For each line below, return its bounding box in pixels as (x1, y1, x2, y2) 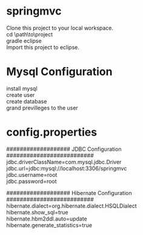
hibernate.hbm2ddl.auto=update (6, 215, 88, 222)
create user (6, 91, 35, 98)
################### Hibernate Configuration (6, 189, 132, 196)
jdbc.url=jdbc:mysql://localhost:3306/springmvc (6, 165, 127, 172)
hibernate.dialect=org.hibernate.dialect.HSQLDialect (6, 202, 138, 210)
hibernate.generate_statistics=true (6, 221, 93, 228)
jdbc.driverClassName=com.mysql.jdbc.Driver (6, 158, 122, 165)
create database (6, 98, 47, 105)
